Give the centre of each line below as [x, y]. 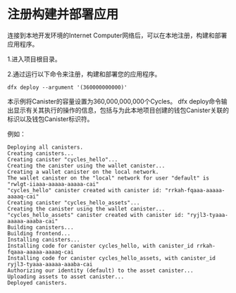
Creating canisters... [41, 153]
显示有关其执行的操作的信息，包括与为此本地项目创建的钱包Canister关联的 [121, 110]
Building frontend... [39, 233]
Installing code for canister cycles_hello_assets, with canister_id [112, 258]
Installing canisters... [44, 239]
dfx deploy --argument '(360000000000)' [68, 87]
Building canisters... [41, 227]
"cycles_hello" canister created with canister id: [85, 190]
